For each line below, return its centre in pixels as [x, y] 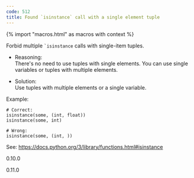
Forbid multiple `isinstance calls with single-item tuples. [75, 46]
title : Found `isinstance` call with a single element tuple [83, 17]
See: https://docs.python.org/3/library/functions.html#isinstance [85, 147]
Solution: [25, 81]
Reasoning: [28, 57]
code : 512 [18, 12]
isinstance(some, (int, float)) [46, 115]
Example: [17, 99]
